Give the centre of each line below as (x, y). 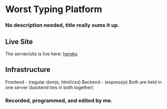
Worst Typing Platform (54, 9)
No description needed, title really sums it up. (62, 25)
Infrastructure (28, 70)
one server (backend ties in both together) (49, 87)
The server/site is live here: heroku (41, 54)
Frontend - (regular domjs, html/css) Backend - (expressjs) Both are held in (83, 82)
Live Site (19, 42)
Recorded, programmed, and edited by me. (59, 100)
